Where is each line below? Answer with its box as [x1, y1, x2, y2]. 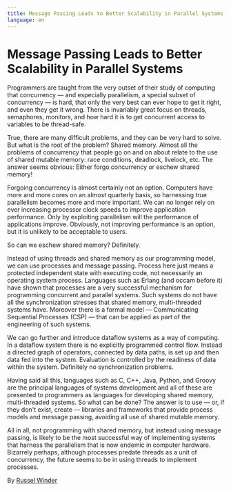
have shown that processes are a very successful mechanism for [7, 283, 192, 292]
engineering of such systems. [7, 320, 92, 328]
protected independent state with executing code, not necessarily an [7, 269, 203, 277]
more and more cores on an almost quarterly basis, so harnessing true [7, 191, 207, 199]
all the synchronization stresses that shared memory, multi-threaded [7, 298, 202, 307]
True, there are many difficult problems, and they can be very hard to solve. [7, 134, 222, 142]
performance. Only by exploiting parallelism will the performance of [7, 213, 199, 221]
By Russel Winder [7, 477, 57, 485]
